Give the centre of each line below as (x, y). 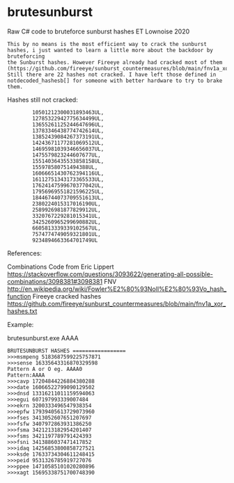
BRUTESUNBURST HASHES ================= (67, 351)
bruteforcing (26, 56)
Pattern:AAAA (26, 375)
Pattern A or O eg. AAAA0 (45, 369)
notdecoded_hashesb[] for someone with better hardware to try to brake (115, 81)
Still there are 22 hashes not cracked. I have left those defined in (112, 74)
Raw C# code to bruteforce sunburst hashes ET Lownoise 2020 (99, 31)
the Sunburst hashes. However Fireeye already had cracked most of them (115, 62)
